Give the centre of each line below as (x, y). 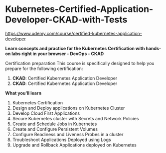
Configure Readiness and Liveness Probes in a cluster (68, 134)
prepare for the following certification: (44, 69)
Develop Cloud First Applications (46, 113)
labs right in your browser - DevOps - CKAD (58, 54)
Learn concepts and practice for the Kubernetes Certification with (75, 48)
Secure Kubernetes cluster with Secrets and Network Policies (76, 118)
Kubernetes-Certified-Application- (79, 9)
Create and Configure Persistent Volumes (55, 129)
